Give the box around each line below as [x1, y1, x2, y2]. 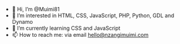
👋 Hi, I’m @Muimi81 [11, 6, 60, 12]
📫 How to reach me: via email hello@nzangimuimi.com [11, 32, 149, 38]
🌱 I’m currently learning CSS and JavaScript [11, 24, 121, 32]
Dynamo [11, 18, 33, 25]
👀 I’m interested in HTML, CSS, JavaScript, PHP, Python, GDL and [11, 12, 175, 19]
